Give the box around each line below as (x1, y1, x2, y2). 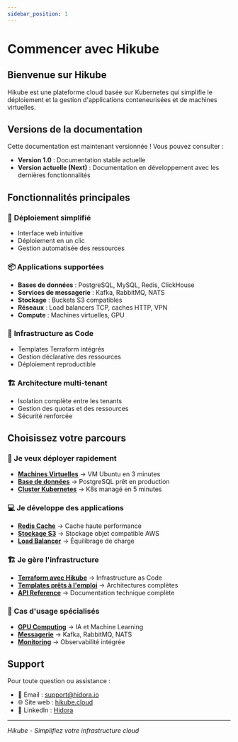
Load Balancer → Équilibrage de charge (17, 536, 135, 545)
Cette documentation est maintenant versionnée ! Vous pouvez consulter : (7, 142, 225, 151)
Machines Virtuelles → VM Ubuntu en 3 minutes (17, 469, 161, 478)
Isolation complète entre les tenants (17, 397, 123, 405)
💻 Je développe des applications (7, 502, 124, 512)
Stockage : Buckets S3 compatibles (17, 296, 123, 305)
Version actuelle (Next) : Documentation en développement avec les (17, 164, 220, 172)
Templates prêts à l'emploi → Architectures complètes (17, 581, 178, 590)
